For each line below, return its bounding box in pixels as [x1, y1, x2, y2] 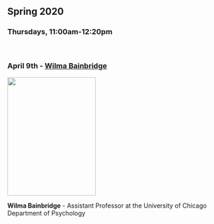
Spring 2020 [7, 6, 64, 18]
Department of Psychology [7, 208, 86, 217]
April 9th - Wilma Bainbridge [7, 60, 107, 70]
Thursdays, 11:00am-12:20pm [7, 27, 113, 37]
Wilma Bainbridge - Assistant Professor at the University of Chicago [7, 201, 207, 210]
